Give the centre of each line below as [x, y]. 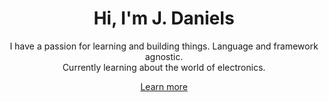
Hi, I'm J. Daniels [164, 18]
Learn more [164, 86]
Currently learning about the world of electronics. [164, 67]
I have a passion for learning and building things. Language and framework [164, 46]
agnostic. [164, 56]
